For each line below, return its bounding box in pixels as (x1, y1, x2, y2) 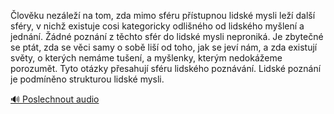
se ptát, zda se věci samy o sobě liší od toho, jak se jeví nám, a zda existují (10, 41, 318, 53)
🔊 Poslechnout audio (10, 93, 100, 105)
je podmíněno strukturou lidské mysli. (10, 73, 165, 85)
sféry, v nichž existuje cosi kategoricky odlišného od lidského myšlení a (10, 20, 305, 32)
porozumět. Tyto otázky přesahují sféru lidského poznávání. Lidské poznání (10, 63, 322, 74)
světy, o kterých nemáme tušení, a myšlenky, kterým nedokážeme (10, 52, 283, 64)
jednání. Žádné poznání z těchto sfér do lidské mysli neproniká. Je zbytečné (10, 31, 324, 42)
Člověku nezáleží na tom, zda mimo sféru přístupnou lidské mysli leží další (10, 10, 316, 21)
